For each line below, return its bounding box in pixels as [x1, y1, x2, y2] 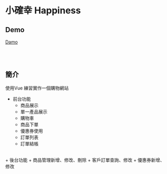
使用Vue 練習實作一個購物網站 [5, 85, 69, 91]
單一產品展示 [20, 108, 47, 115]
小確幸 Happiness [5, 5, 81, 16]
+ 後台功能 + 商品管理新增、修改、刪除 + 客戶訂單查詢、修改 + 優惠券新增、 [5, 157, 165, 163]
